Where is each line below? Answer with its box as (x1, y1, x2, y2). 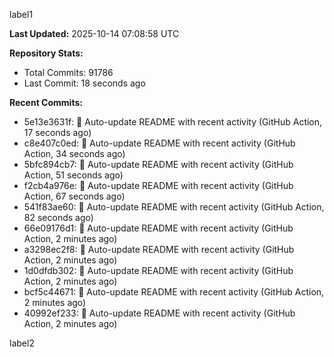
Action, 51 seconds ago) (23, 169, 124, 181)
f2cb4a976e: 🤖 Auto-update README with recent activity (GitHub (23, 180, 294, 191)
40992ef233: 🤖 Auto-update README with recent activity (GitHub (23, 307, 296, 319)
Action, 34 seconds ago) (23, 148, 126, 159)
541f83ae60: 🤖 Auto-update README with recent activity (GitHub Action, (23, 201, 325, 213)
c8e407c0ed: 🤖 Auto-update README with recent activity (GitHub (23, 137, 296, 149)
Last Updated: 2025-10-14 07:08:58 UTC (9, 28, 180, 39)
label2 (9, 337, 35, 349)
